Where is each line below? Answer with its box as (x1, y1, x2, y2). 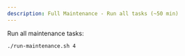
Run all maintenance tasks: (7, 29, 84, 37)
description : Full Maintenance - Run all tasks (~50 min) (7, 10, 179, 17)
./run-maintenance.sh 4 (7, 42, 77, 49)
